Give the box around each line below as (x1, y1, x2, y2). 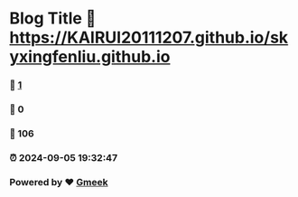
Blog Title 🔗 (9, 8, 97, 29)
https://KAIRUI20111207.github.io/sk (9, 27, 289, 48)
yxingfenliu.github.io (9, 47, 171, 67)
